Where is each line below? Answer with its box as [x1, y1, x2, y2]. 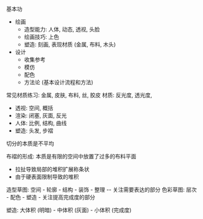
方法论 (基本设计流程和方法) [24, 79, 94, 86]
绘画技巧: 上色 [24, 33, 59, 41]
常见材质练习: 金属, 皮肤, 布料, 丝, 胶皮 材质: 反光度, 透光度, [6, 91, 152, 99]
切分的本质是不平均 [6, 140, 54, 147]
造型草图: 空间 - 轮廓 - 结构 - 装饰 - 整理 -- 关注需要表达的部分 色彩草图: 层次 [6, 186, 197, 193]
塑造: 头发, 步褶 [14, 127, 53, 134]
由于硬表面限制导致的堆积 [14, 173, 79, 180]
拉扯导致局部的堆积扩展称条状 [14, 166, 89, 172]
